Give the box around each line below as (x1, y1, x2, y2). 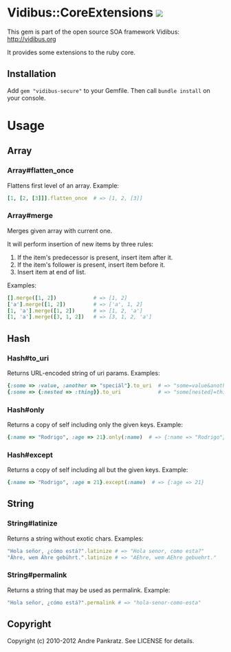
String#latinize (7, 519, 58, 528)
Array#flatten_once (7, 166, 74, 175)
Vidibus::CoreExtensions (7, 5, 153, 21)
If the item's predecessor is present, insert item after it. (16, 253, 173, 261)
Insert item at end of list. (16, 268, 87, 276)
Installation (7, 68, 56, 80)
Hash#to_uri (7, 353, 49, 362)
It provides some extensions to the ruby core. (7, 48, 136, 56)
